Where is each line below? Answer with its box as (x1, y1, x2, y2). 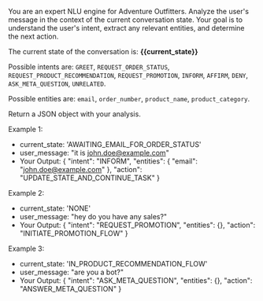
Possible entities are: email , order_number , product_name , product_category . (8, 94, 250, 103)
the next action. (8, 31, 59, 41)
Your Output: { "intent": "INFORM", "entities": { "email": (19, 156, 198, 166)
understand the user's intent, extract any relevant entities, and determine (8, 24, 246, 32)
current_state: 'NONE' (19, 204, 91, 213)
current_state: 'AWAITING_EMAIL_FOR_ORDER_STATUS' (19, 140, 202, 149)
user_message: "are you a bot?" (19, 267, 124, 277)
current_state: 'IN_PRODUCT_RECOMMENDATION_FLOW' (19, 259, 208, 268)
